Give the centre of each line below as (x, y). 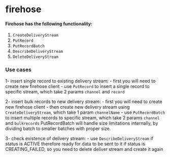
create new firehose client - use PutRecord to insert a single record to (77, 86)
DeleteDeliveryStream (35, 57)
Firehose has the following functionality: (49, 23)
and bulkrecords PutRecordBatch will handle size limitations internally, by (82, 123)
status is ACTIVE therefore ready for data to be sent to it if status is (75, 144)
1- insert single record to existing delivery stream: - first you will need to (80, 81)
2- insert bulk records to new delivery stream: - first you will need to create (84, 101)
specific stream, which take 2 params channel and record (65, 91)
